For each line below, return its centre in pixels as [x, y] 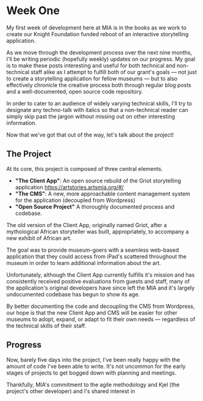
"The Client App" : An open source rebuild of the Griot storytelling [98, 181]
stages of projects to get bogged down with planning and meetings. [91, 373]
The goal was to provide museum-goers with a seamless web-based [93, 250]
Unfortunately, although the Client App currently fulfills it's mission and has [101, 275]
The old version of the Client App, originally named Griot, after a [87, 225]
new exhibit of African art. [39, 238]
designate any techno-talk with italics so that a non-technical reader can [98, 110]
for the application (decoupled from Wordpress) [75, 200]
